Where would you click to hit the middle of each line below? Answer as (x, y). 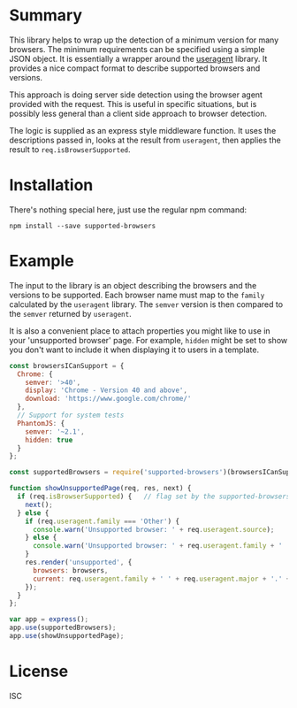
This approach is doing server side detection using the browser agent (136, 95)
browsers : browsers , (70, 570)
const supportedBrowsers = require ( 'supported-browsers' (116, 473)
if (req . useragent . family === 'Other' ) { (102, 521)
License (39, 671)
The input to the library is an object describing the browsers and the (133, 285)
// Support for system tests (71, 416)
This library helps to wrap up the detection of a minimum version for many (144, 40)
